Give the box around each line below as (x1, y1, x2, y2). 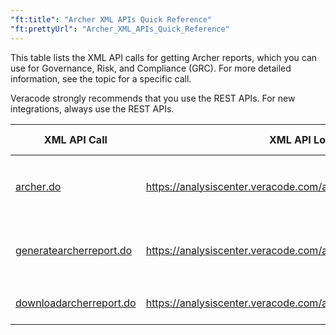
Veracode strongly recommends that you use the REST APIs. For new (10, 92, 296, 104)
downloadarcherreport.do (15, 296, 137, 310)
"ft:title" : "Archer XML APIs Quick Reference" (10, 14, 213, 25)
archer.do (15, 179, 62, 193)
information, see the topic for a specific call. (10, 72, 192, 85)
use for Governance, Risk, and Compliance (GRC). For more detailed (10, 62, 292, 74)
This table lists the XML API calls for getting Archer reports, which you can (10, 51, 318, 63)
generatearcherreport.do (15, 243, 133, 257)
